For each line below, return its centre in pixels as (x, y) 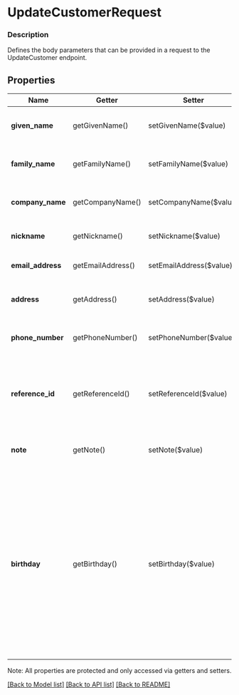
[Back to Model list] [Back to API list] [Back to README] (89, 684)
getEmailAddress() (103, 266)
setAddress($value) (181, 299)
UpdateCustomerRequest (85, 12)
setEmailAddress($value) (191, 266)
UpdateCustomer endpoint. (47, 58)
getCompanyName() (107, 202)
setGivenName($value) (187, 125)
